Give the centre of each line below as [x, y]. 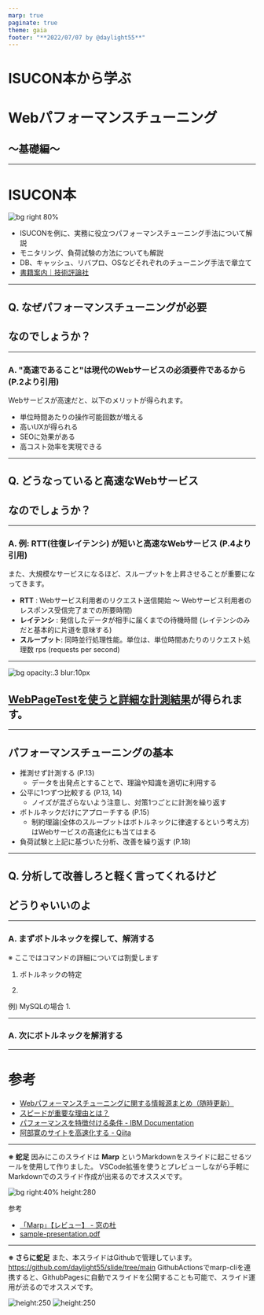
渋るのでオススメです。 [59, 1287]
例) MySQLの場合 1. [39, 1006]
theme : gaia [27, 30]
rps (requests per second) [77, 650]
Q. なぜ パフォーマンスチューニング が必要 [108, 307]
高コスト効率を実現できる [61, 446]
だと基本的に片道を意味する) [66, 630]
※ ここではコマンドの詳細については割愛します [84, 957]
